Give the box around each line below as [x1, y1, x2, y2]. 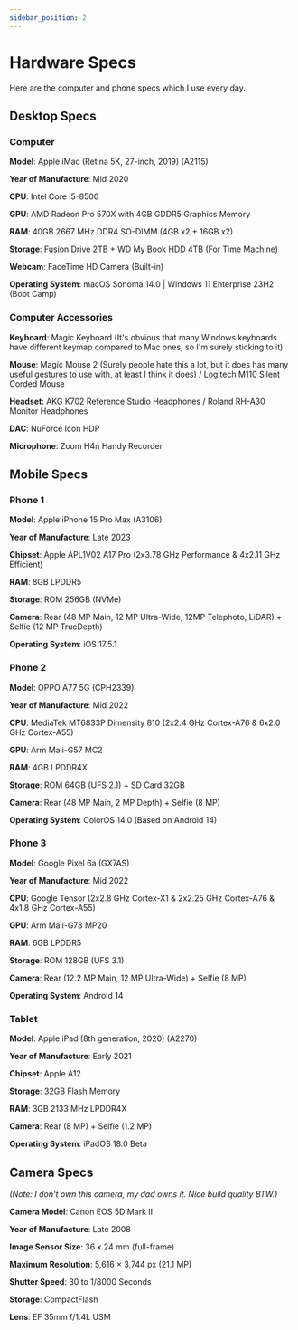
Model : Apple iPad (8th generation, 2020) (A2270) [9, 1033, 198, 1044]
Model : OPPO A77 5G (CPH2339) [9, 682, 135, 693]
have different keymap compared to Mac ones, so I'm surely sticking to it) [9, 341, 284, 352]
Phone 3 [9, 837, 47, 849]
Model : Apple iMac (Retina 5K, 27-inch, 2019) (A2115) [9, 156, 210, 167]
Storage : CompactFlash [9, 1294, 98, 1305]
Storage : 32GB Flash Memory [9, 1086, 121, 1096]
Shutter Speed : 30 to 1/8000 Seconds [9, 1276, 152, 1287]
